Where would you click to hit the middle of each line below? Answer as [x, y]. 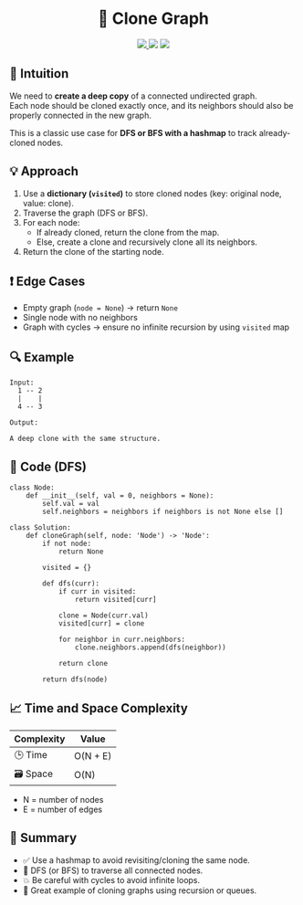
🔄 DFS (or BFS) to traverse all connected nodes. [113, 870]
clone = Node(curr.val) [103, 616]
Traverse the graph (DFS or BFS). [85, 213]
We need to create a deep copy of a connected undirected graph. [133, 96]
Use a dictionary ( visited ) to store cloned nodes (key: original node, [152, 193]
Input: [22, 383]
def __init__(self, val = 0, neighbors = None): [120, 496]
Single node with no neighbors [80, 318]
